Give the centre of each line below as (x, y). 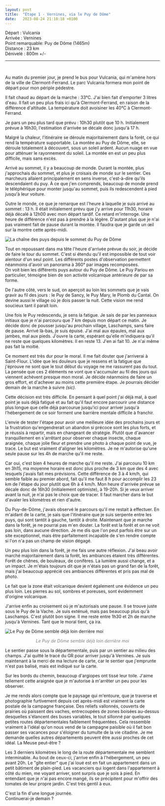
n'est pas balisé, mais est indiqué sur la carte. (51, 666)
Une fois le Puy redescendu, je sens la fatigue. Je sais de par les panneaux (81, 315)
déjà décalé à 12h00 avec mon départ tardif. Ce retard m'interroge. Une (77, 214)
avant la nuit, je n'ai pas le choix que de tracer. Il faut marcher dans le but (79, 495)
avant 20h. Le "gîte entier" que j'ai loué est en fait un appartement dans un (81, 763)
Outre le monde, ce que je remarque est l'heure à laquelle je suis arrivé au (80, 204)
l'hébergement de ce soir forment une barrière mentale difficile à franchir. (80, 413)
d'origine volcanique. (27, 597)
